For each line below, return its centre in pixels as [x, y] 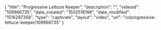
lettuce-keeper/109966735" [33, 22]
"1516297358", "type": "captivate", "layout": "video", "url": [63, 17]
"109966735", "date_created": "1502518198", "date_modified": [67, 12]
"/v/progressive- [139, 17]
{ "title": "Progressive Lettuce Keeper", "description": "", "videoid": [72, 7]
